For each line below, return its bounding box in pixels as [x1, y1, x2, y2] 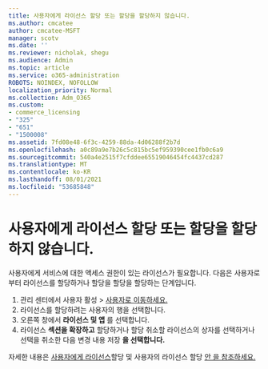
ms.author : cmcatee [8, 19, 74, 27]
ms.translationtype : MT [8, 161, 88, 169]
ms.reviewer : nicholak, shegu [8, 49, 110, 57]
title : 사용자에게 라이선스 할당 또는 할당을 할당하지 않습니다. [8, 11, 190, 20]
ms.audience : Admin [8, 57, 74, 65]
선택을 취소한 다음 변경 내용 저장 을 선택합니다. [19, 335, 166, 344]
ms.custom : [8, 101, 45, 109]
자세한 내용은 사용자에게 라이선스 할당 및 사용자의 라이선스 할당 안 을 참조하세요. [8, 351, 256, 361]
